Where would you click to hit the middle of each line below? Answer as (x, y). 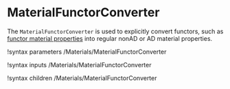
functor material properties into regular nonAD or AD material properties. (110, 38)
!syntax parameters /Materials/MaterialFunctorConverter (87, 52)
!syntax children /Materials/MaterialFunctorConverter (82, 78)
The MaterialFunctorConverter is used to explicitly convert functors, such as (115, 31)
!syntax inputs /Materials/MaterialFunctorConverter (79, 65)
